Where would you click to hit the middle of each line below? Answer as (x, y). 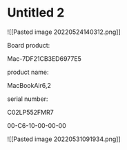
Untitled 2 (36, 13)
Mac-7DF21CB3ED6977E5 (44, 58)
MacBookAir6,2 (29, 85)
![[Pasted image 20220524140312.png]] (64, 32)
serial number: (28, 99)
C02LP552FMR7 (30, 112)
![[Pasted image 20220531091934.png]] (64, 139)
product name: (28, 72)
